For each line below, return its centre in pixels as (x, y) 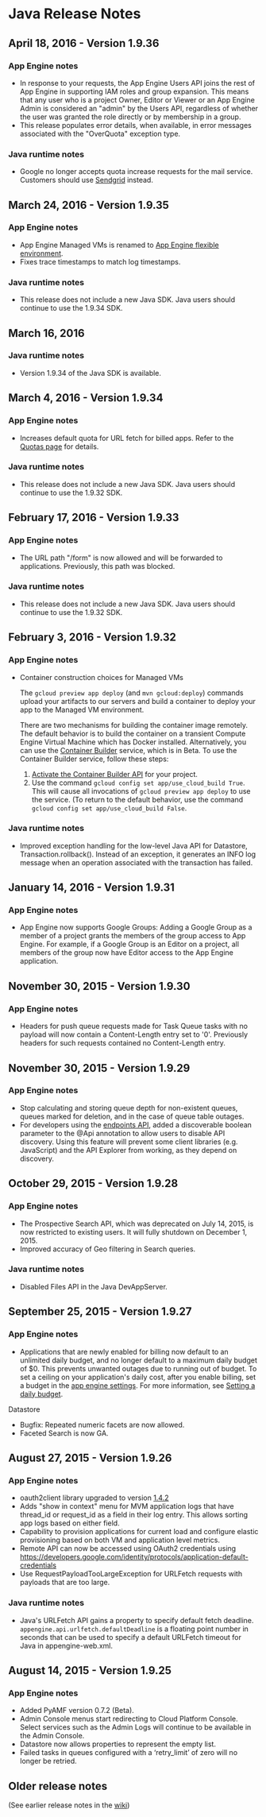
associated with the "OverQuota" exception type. (100, 133)
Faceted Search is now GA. (64, 1433)
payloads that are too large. (65, 1583)
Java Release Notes (75, 14)
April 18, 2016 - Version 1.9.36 (84, 43)
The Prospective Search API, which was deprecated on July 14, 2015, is (137, 1224)
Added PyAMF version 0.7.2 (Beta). (77, 1711)
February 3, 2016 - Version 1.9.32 (93, 638)
